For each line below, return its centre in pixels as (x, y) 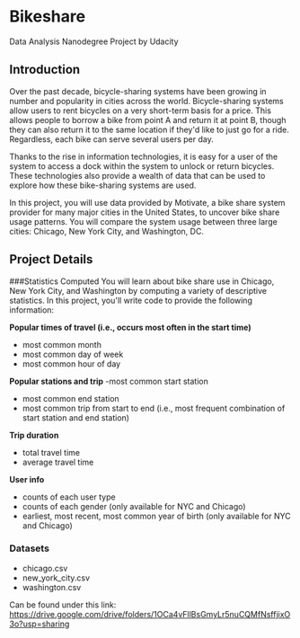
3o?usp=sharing (40, 624)
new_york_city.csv (56, 578)
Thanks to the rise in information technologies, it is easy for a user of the (144, 156)
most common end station (71, 398)
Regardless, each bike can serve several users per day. (111, 139)
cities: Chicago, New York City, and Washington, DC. (107, 231)
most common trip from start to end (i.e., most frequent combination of (154, 408)
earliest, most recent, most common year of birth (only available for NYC (156, 516)
